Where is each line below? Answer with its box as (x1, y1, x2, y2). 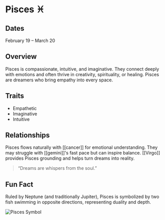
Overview (5, 52, 37, 61)
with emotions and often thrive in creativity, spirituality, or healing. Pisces (5, 71, 159, 77)
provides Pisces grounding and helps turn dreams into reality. (5, 155, 135, 162)
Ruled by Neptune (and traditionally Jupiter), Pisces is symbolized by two (5, 193, 159, 200)
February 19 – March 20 (5, 37, 55, 43)
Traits (5, 92, 25, 100)
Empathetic (12, 105, 37, 111)
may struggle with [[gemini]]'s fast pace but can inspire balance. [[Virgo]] (5, 150, 160, 156)
